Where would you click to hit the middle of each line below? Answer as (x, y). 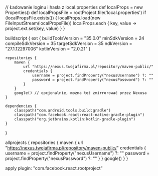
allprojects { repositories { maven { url (44, 142)
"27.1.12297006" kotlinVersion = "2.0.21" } (48, 49)
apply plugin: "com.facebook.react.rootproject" (54, 168)
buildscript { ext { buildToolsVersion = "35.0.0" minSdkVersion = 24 (75, 38)
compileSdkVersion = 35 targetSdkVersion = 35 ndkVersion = (69, 43)
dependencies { (21, 106)
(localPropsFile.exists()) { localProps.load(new (53, 18)
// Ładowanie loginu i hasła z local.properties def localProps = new (74, 7)
